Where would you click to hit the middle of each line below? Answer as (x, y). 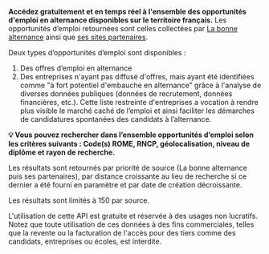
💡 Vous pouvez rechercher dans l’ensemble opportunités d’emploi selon (131, 135)
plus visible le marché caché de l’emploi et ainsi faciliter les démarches (137, 111)
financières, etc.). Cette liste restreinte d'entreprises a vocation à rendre (139, 102)
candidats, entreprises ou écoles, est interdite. (85, 241)
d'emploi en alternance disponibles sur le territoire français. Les (118, 20)
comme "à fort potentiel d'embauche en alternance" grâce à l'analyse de (141, 85)
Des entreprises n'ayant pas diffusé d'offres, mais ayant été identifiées (137, 77)
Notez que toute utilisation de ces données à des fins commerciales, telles (131, 224)
